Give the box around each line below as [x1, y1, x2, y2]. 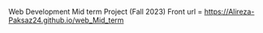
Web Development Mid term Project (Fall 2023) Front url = [8, 7, 203, 16]
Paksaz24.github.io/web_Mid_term [8, 15, 124, 25]
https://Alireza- [204, 7, 255, 16]
